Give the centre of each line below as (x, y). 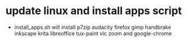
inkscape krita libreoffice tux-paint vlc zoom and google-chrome (93, 33)
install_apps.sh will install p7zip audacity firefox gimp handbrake (93, 27)
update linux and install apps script (94, 11)
